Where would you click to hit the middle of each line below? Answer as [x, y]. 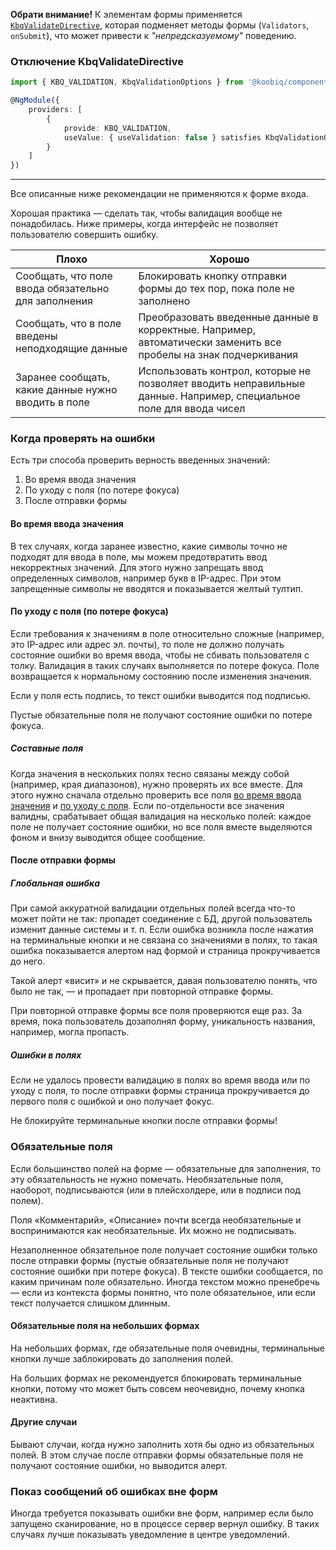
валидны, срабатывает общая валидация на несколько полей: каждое [161, 816]
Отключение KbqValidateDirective [97, 61]
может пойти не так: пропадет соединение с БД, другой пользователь [161, 919]
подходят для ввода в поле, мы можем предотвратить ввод [139, 556]
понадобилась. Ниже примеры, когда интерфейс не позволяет [144, 224]
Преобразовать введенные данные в [228, 317]
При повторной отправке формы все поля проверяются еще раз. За [156, 1011]
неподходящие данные [71, 349]
